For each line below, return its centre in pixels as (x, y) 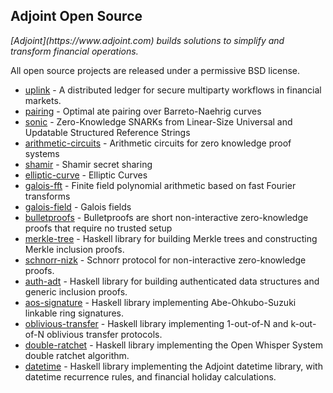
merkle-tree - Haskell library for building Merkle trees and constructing (171, 238)
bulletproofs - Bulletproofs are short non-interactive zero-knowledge (166, 217)
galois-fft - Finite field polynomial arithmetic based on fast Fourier (160, 185)
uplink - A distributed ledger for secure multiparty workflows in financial (173, 90)
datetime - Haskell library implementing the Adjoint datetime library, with (173, 366)
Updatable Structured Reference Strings (107, 132)
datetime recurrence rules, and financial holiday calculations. (150, 376)
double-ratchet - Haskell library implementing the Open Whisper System (173, 345)
